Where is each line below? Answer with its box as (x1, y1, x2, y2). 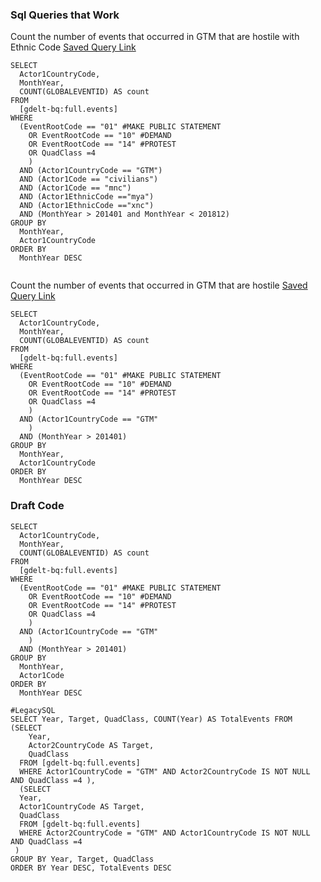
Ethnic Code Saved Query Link (10, 41, 137, 53)
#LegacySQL (10, 705, 56, 715)
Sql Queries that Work (10, 8, 120, 22)
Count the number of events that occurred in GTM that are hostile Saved (10, 279, 308, 292)
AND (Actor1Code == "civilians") (19, 174, 159, 185)
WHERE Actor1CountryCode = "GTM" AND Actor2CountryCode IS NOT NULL (19, 766, 311, 777)
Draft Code (10, 499, 65, 513)
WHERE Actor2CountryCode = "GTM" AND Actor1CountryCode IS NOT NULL (19, 828, 311, 838)
